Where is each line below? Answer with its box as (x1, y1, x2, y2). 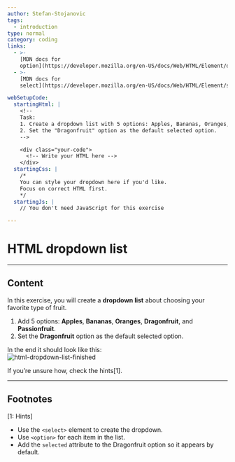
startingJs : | (13, 198, 55, 205)
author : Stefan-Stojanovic (7, 10, 86, 17)
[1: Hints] (7, 412, 33, 420)
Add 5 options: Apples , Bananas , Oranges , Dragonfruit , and (17, 316, 194, 325)
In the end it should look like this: (7, 345, 102, 353)
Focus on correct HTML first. (20, 185, 108, 192)
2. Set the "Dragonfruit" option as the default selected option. (20, 127, 218, 134)
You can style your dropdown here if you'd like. (20, 178, 168, 185)
